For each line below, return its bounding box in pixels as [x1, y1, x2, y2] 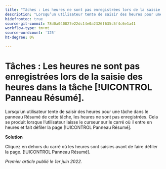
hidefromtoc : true [5, 16, 43, 21]
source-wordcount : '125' [5, 30, 56, 35]
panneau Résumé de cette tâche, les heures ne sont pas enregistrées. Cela [5, 113, 158, 119]
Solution [5, 134, 23, 140]
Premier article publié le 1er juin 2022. [5, 158, 83, 164]
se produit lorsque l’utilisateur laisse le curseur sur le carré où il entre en [5, 119, 152, 125]
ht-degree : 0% [5, 35, 35, 40]
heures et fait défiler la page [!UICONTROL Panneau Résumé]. [5, 124, 132, 130]
